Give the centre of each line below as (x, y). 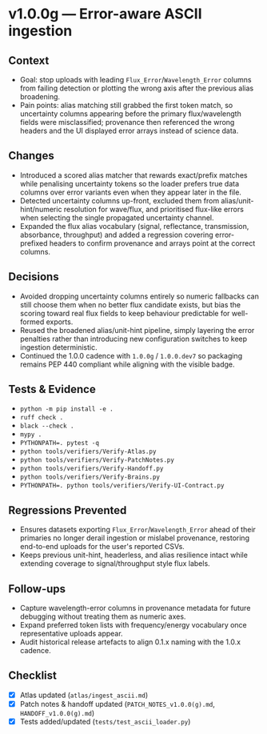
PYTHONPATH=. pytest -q (60, 443)
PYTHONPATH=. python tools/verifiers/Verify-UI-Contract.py (122, 486)
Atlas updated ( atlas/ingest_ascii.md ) (84, 695)
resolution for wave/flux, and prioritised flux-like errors (153, 209)
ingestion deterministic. (58, 347)
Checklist (33, 676)
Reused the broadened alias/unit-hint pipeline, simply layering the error (137, 330)
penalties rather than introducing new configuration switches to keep (133, 339)
